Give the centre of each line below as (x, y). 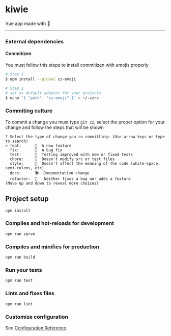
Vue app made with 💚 (28, 23)
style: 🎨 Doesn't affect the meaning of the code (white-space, (85, 163)
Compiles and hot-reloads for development (60, 223)
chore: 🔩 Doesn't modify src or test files (62, 159)
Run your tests (24, 270)
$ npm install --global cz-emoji (41, 79)
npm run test (19, 281)
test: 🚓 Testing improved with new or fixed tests (72, 154)
